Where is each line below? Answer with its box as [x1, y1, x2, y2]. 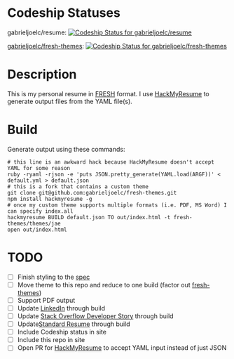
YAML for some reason [7, 164, 71, 171]
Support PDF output [17, 296, 76, 304]
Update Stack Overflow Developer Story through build [17, 312, 174, 320]
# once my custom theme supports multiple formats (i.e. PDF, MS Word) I [7, 202, 228, 209]
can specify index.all [7, 207, 74, 215]
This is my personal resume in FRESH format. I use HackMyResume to [7, 89, 209, 98]
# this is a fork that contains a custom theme [7, 183, 149, 190]
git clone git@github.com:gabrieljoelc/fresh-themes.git [7, 189, 177, 196]
